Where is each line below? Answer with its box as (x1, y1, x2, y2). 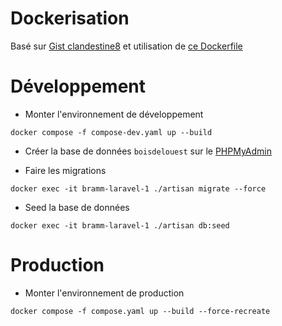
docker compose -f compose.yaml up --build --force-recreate (10, 306, 271, 316)
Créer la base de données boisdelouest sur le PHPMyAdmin (24, 145, 272, 157)
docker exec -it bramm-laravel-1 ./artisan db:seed (10, 220, 230, 231)
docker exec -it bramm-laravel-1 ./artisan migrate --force (10, 183, 267, 194)
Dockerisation (10, 7, 130, 30)
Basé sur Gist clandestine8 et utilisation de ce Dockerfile (10, 40, 243, 52)
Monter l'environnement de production (24, 287, 185, 299)
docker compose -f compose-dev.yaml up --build (10, 127, 213, 137)
